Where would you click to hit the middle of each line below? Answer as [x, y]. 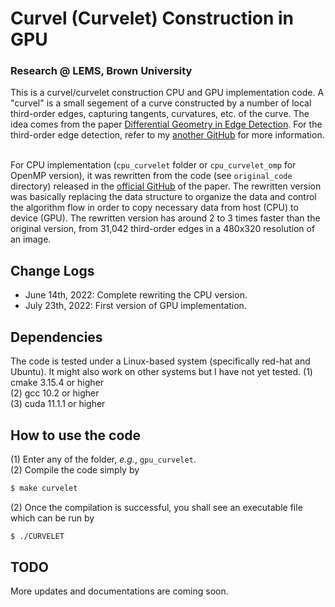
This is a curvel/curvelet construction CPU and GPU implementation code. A [167, 93]
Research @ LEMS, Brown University [101, 71]
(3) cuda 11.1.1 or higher [58, 404]
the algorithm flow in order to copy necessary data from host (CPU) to [154, 208]
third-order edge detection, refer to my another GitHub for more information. [167, 135]
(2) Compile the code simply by [75, 469]
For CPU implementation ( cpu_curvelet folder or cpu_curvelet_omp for [153, 165]
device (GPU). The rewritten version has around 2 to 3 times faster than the [165, 218]
